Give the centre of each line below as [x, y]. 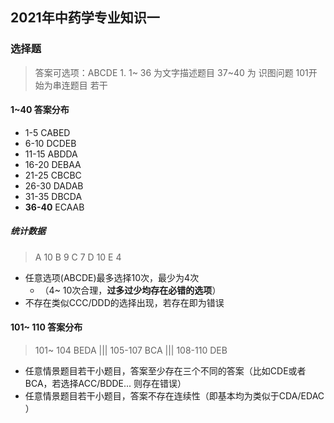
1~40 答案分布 [40, 110]
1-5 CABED [47, 132]
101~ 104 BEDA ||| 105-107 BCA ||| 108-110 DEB [131, 350]
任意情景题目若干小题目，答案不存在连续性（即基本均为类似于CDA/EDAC [174, 396]
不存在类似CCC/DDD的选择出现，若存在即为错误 [124, 302]
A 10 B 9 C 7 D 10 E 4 [78, 257]
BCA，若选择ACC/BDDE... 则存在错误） [105, 384]
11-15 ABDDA [51, 154]
